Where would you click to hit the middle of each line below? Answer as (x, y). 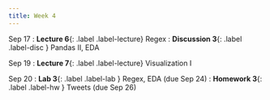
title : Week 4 (32, 16)
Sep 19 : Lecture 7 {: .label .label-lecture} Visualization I (100, 63)
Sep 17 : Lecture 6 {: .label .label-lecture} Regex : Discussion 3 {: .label (125, 39)
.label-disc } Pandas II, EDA (54, 47)
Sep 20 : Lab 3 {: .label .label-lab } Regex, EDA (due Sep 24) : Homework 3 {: (135, 78)
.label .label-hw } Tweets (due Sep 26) (73, 87)
